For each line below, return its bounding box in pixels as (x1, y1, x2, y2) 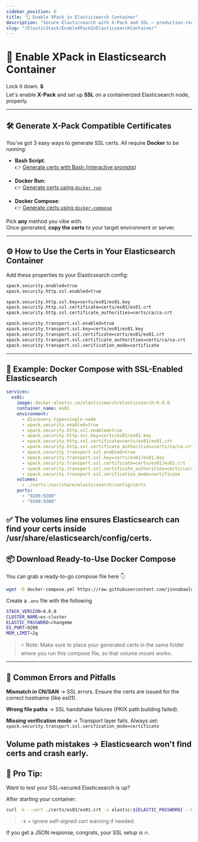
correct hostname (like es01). (6, 694, 77, 701)
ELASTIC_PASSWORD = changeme (6, 619, 72, 625)
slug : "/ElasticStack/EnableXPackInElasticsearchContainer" (6, 25, 157, 31)
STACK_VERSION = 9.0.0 (6, 608, 57, 614)
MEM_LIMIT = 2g (6, 631, 38, 637)
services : (6, 389, 31, 395)
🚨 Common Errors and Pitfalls (6, 672, 116, 682)
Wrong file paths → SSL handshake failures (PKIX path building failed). (6, 706, 179, 713)
